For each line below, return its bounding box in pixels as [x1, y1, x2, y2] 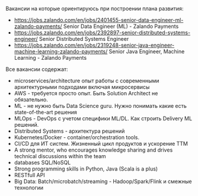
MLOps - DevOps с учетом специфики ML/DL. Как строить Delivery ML [14, 115, 193, 122]
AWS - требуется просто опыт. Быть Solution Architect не [14, 90, 158, 97]
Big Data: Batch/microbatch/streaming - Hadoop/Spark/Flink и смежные [14, 178, 192, 185]
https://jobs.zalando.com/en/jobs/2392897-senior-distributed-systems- [14, 29, 191, 36]
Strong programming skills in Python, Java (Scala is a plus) [14, 165, 158, 172]
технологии [14, 184, 44, 191]
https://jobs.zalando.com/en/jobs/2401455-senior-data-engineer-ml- [14, 17, 184, 23]
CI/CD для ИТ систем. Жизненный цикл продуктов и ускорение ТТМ [14, 140, 188, 147]
